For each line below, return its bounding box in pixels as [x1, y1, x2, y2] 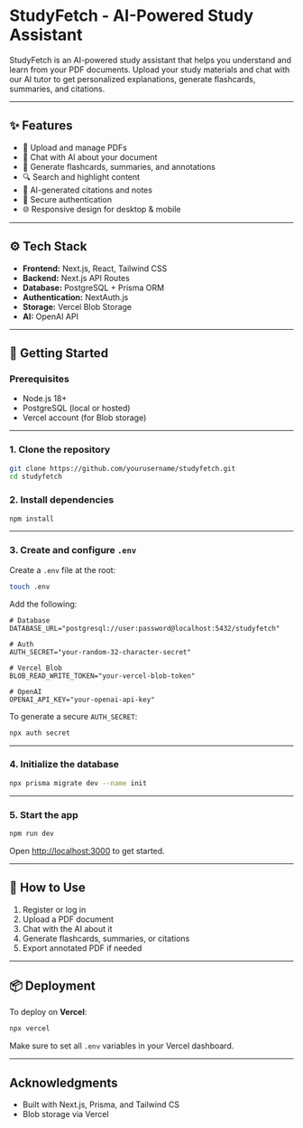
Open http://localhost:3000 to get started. [9, 845, 165, 856]
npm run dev [9, 829, 54, 838]
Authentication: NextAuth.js [22, 291, 129, 303]
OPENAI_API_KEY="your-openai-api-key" [9, 695, 155, 704]
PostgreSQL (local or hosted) [22, 403, 131, 414]
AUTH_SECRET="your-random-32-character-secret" [9, 647, 192, 656]
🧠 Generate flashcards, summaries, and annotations [22, 161, 216, 172]
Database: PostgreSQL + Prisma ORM [22, 282, 165, 293]
